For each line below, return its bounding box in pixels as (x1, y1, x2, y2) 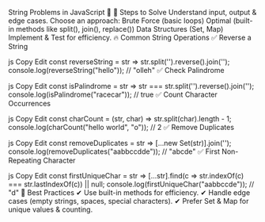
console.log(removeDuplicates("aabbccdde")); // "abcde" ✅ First (8, 147, 220, 156)
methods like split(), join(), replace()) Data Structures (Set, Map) (15, 25, 224, 33)
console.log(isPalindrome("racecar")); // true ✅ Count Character (8, 90, 218, 99)
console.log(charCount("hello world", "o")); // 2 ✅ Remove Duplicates (8, 123, 235, 132)
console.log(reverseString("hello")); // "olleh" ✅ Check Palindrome (8, 66, 225, 75)
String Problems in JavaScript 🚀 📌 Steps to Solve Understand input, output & (8, 8, 257, 17)
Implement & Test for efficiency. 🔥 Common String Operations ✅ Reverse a (8, 33, 252, 42)
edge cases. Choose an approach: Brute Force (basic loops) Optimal (8, 16, 232, 25)
